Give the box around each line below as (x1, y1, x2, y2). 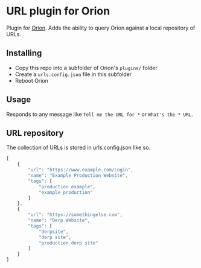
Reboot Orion (14, 77, 48, 84)
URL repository (6, 128, 65, 138)
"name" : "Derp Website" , (28, 217, 91, 223)
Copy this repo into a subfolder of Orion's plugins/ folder (14, 64, 158, 71)
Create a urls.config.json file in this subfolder (14, 71, 132, 78)
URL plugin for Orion (6, 4, 110, 18)
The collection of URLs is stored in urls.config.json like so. (6, 144, 151, 152)
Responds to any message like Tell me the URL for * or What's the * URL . (6, 110, 193, 118)
